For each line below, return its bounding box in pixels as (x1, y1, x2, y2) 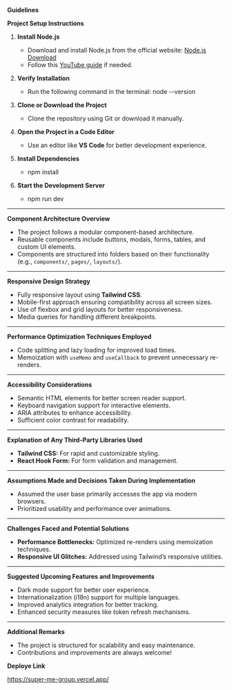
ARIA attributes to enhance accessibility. (17, 409, 133, 417)
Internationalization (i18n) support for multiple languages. (17, 593, 180, 601)
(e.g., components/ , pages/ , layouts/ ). (17, 257, 122, 265)
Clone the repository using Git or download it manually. (27, 114, 184, 122)
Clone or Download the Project (17, 101, 107, 109)
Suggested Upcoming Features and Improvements (7, 572, 155, 580)
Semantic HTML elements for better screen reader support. (17, 394, 186, 402)
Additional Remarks (7, 628, 66, 635)
